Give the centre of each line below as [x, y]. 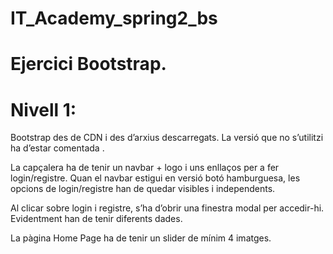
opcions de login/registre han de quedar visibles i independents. [143, 189]
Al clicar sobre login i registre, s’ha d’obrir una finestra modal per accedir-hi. [167, 208]
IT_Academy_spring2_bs [114, 18]
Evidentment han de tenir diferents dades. [96, 219]
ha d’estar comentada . [57, 148]
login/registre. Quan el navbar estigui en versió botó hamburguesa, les [155, 178]
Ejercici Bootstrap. [88, 64]
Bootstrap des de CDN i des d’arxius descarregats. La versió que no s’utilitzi [167, 138]
